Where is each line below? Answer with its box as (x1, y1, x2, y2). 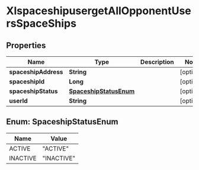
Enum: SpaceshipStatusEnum (6, 117, 118, 127)
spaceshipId (9, 78, 45, 85)
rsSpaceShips (6, 17, 77, 30)
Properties (6, 40, 46, 50)
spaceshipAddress (9, 68, 63, 76)
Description (140, 58, 175, 66)
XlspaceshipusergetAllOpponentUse (6, 4, 191, 18)
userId (9, 97, 28, 105)
